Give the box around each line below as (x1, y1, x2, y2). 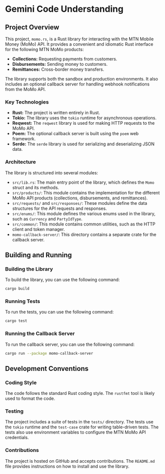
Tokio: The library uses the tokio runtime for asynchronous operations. (12, 115, 157, 121)
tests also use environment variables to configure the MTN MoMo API (5, 429, 146, 435)
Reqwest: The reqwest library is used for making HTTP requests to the (12, 120, 155, 126)
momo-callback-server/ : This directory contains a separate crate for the (12, 231, 157, 237)
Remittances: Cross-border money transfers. (12, 66, 105, 72)
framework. (12, 136, 36, 142)
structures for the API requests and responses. (12, 205, 107, 211)
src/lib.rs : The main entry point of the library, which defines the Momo (12, 179, 155, 185)
